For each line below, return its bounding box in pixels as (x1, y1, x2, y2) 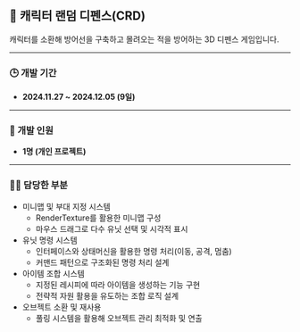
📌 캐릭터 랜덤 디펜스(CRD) (9, 8, 146, 24)
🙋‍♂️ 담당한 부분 (9, 179, 69, 192)
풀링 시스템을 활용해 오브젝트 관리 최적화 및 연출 (35, 312, 203, 323)
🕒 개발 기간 (9, 66, 57, 79)
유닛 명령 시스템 (21, 235, 78, 245)
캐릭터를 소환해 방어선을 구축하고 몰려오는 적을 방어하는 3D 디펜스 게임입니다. (9, 34, 279, 45)
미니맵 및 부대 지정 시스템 (21, 201, 112, 212)
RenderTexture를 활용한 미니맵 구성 (35, 212, 162, 223)
